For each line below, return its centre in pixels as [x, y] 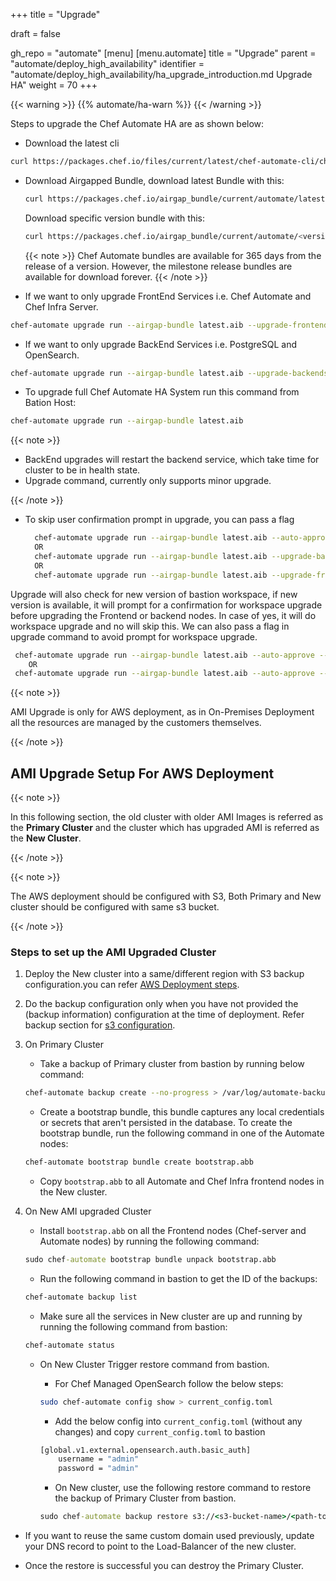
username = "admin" [99, 1459]
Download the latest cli [72, 143]
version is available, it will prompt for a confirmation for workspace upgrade [166, 605]
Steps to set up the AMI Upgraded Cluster [113, 952]
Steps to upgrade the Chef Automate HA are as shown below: [137, 123]
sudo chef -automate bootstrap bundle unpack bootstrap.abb [150, 1260]
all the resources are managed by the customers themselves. [136, 723]
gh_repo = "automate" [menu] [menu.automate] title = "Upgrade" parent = [163, 53]
